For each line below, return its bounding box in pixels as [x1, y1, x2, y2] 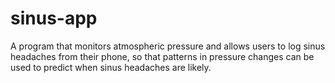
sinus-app [10, 7, 98, 30]
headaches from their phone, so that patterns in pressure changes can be [10, 50, 315, 62]
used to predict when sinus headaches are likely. [10, 61, 212, 73]
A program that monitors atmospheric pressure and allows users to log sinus [10, 40, 326, 52]
